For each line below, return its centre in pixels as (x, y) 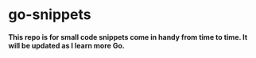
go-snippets (50, 15)
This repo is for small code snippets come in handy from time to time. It (128, 37)
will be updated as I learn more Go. (66, 45)
